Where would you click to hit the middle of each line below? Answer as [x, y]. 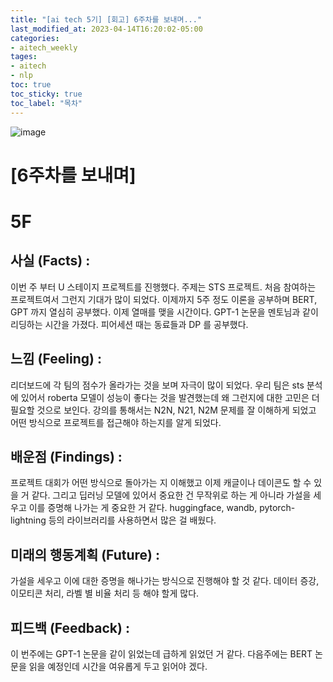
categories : [35, 38]
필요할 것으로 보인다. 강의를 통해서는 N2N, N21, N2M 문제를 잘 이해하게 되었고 [163, 410]
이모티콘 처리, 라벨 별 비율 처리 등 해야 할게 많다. [105, 593]
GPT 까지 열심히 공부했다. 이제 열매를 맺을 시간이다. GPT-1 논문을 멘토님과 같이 [164, 312]
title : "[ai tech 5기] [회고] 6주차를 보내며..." [106, 19]
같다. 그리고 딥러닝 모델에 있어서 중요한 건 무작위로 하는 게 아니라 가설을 [171, 495]
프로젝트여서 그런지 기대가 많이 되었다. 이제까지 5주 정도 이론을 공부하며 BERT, [164, 299]
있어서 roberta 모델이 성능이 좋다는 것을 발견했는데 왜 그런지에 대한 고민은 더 [170, 397]
